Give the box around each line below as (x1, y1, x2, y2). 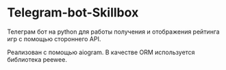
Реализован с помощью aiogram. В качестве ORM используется (7, 48, 195, 56)
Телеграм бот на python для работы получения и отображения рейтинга (7, 27, 221, 36)
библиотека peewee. (7, 55, 67, 63)
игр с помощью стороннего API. (7, 34, 101, 43)
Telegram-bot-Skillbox (7, 5, 139, 21)
